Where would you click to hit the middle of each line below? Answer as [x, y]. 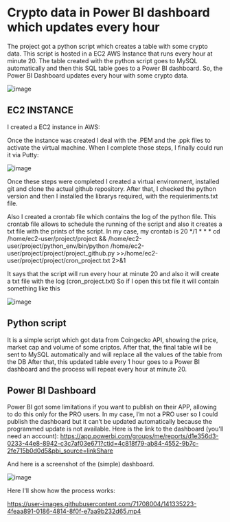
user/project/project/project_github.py [61, 253]
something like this [34, 288]
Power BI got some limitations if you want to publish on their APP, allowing [112, 407]
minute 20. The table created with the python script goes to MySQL [102, 60]
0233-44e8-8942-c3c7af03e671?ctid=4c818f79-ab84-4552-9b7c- [103, 444]
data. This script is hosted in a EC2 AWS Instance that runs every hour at [110, 54]
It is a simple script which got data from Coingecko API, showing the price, [113, 340]
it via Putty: [23, 155]
